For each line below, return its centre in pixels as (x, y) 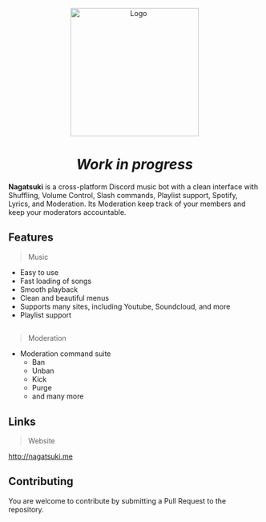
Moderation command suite (65, 354)
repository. (26, 509)
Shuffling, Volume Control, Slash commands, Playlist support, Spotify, (123, 195)
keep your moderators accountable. (67, 212)
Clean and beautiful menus (64, 297)
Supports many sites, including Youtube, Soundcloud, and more (125, 306)
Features (31, 238)
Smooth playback (49, 289)
